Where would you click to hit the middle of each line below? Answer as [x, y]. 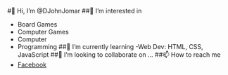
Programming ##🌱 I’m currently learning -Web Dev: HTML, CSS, [110, 47]
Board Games [37, 24]
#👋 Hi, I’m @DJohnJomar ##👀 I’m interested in [75, 11]
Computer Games [43, 32]
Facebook [32, 64]
